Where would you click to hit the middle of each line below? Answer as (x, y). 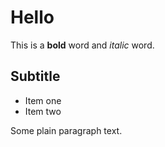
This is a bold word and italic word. (82, 45)
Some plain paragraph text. (66, 130)
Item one (43, 100)
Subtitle (35, 76)
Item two (43, 111)
